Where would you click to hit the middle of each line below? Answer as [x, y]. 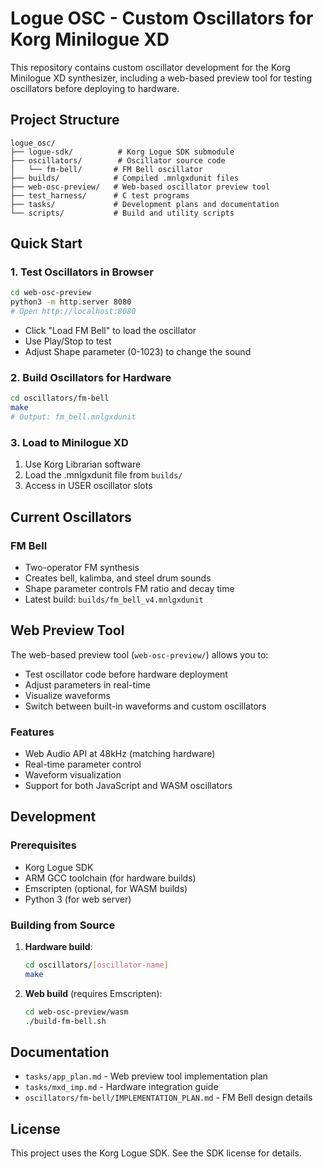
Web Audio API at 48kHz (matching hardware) [120, 754]
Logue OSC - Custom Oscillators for [162, 18]
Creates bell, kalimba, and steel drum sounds [118, 578]
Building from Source [63, 925]
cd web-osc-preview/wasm [76, 1012]
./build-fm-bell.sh [65, 1021]
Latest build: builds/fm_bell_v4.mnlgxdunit [114, 599]
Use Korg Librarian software [83, 464]
